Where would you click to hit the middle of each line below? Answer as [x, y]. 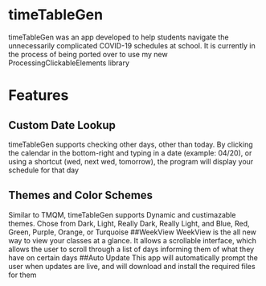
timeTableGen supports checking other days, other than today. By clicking [131, 144]
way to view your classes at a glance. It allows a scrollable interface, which [133, 240]
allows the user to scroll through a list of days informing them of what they [131, 249]
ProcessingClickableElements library [69, 63]
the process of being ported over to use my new [88, 54]
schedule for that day [43, 170]
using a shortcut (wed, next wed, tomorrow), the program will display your [131, 161]
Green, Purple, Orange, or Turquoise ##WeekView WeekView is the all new [133, 232]
